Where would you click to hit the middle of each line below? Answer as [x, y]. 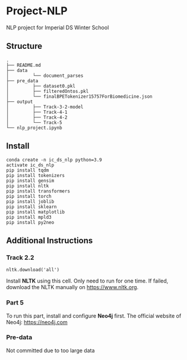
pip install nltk [28, 186]
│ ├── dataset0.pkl [41, 86]
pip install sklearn [32, 207]
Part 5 [15, 303]
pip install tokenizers [36, 175]
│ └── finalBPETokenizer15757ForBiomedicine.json [79, 97]
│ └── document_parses [45, 76]
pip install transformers [38, 191]
